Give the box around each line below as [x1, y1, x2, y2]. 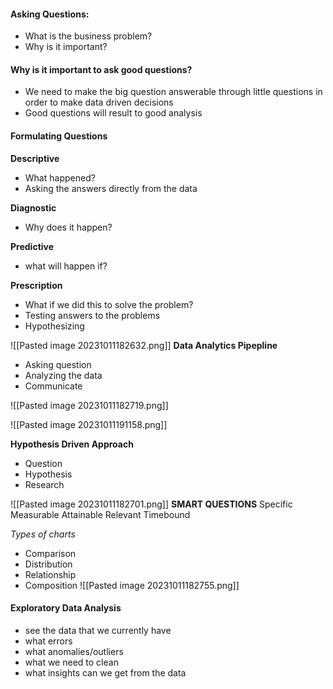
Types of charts [10, 528, 76, 540]
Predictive [10, 240, 55, 252]
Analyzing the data [24, 369, 103, 381]
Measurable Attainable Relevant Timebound [10, 508, 191, 520]
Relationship [24, 568, 77, 580]
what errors [24, 635, 73, 647]
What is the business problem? [24, 30, 153, 42]
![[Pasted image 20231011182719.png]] [10, 399, 169, 411]
